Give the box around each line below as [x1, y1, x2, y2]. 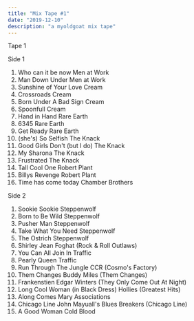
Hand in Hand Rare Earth [17, 112, 89, 121]
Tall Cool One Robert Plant [17, 163, 93, 172]
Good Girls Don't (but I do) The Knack [17, 142, 125, 150]
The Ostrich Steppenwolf [17, 234, 89, 242]
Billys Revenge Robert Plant [17, 171, 96, 179]
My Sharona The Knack [17, 149, 85, 157]
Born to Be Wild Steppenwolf [17, 212, 100, 220]
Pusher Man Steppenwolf [17, 220, 90, 228]
